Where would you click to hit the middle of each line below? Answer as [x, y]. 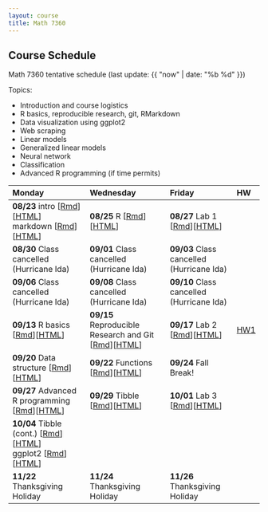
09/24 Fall [189, 363]
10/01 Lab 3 [193, 396]
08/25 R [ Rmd [116, 216]
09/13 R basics [41, 325]
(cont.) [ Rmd [36, 434]
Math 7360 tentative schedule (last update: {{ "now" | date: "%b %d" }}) [127, 75]
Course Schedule [52, 55]
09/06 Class [36, 282]
